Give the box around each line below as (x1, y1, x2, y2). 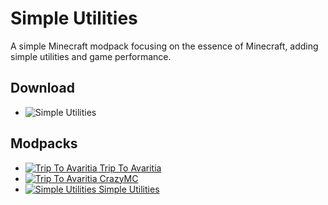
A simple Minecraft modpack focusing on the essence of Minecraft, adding (10, 40, 319, 52)
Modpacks (10, 135, 78, 152)
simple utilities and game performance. (10, 50, 172, 62)
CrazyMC (99, 172, 139, 184)
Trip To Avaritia (99, 162, 162, 174)
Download (10, 80, 75, 97)
